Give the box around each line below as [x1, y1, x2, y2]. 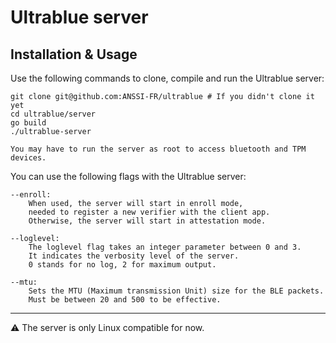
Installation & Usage [10, 46, 138, 63]
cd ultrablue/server [10, 109, 97, 119]
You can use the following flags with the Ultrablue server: [10, 171, 247, 182]
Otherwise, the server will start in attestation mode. [28, 216, 267, 226]
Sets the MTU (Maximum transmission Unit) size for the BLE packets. [28, 286, 325, 296]
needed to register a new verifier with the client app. [28, 207, 271, 217]
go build [10, 118, 47, 128]
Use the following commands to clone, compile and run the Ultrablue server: [10, 72, 325, 84]
